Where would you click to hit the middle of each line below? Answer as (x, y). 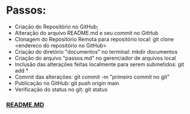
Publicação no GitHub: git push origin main (67, 83)
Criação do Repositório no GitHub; (57, 27)
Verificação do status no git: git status (61, 89)
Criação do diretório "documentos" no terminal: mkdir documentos (96, 51)
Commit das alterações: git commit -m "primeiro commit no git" (92, 77)
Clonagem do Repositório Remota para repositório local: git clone (94, 39)
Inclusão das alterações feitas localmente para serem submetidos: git (99, 64)
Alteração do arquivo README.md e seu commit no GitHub (86, 32)
